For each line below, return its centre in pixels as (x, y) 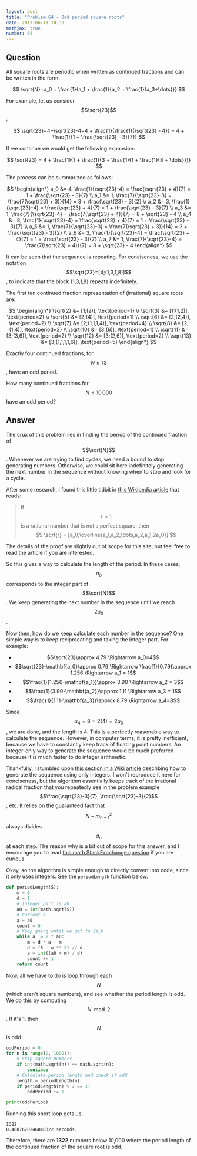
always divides (24, 826)
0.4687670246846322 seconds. (42, 1130)
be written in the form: (33, 78)
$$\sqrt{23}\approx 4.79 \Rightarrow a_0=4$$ (103, 657)
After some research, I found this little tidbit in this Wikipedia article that (93, 489)
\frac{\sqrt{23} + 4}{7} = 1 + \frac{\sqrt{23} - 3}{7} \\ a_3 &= (118, 208)
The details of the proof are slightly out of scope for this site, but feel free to (98, 546)
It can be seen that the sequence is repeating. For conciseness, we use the (97, 257)
